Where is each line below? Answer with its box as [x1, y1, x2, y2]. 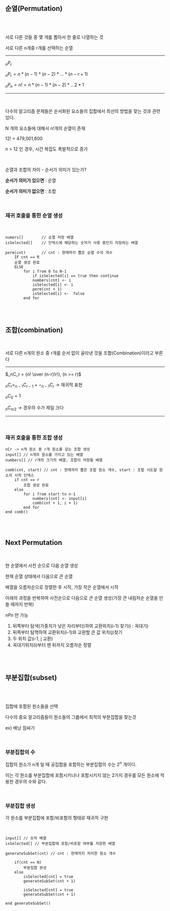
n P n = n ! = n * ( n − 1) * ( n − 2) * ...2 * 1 [5, 82, 84, 89]
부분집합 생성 [5, 802, 35, 809]
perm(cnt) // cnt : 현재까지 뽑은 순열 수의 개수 [5, 250, 113, 255]
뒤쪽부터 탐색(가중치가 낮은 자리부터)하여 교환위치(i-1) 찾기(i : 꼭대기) [12, 623, 149, 629]
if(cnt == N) [14, 860, 42, 865]
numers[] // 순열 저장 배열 [5, 235, 74, 240]
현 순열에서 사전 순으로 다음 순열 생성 [5, 562, 78, 568]
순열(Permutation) [5, 4, 63, 13]
